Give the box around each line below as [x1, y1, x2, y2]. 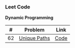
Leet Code [5, 3, 31, 10]
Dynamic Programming [5, 15, 53, 21]
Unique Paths [19, 35, 50, 42]
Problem [24, 26, 45, 33]
